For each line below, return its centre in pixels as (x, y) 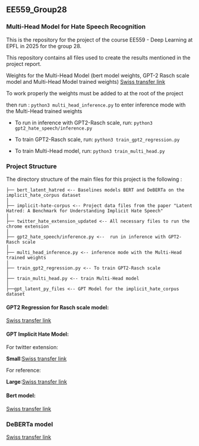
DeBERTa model (30, 424)
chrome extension (28, 226)
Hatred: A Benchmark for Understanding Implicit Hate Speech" (85, 211)
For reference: (24, 370)
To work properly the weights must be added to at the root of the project (95, 93)
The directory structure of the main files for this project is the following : (94, 179)
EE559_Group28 (37, 10)
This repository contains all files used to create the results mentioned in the (98, 57)
